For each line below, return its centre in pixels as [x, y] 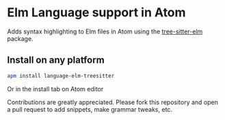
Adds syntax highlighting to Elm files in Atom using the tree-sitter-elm [105, 31]
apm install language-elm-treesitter [61, 76]
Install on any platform [56, 60]
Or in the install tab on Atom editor [55, 89]
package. [20, 38]
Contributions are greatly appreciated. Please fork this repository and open [113, 102]
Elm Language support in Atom [96, 13]
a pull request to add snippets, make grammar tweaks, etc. [90, 109]
